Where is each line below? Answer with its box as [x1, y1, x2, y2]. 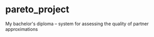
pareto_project [5, 4, 70, 15]
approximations [5, 26, 38, 32]
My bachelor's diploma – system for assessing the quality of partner [5, 21, 149, 27]
